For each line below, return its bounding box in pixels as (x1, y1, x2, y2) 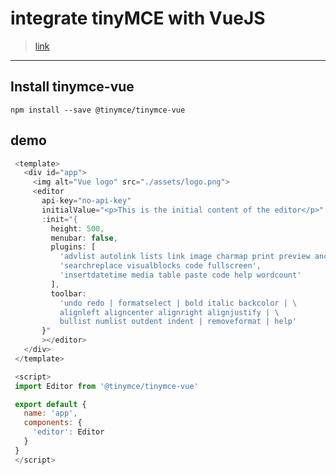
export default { (14, 399, 87, 409)
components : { (23, 418, 83, 428)
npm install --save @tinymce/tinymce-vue (10, 105, 186, 115)
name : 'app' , (23, 408, 78, 419)
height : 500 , (50, 223, 105, 234)
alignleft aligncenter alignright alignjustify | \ (59, 307, 280, 317)
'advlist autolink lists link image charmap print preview (59, 252, 311, 262)
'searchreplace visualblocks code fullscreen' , (59, 261, 262, 271)
